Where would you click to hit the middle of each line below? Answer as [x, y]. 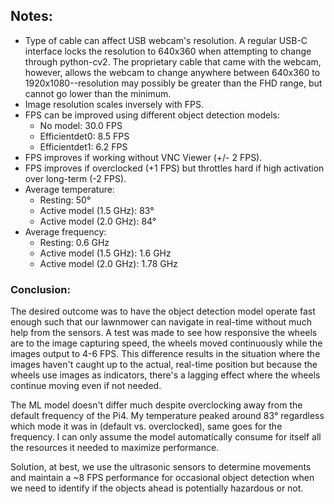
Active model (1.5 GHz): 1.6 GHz [105, 253]
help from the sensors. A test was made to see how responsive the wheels [164, 333]
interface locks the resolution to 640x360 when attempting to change [168, 51]
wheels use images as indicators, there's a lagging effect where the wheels [165, 375]
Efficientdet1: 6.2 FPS [83, 146]
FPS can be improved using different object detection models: [152, 115]
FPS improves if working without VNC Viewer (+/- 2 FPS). [143, 157]
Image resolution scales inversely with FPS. [114, 104]
